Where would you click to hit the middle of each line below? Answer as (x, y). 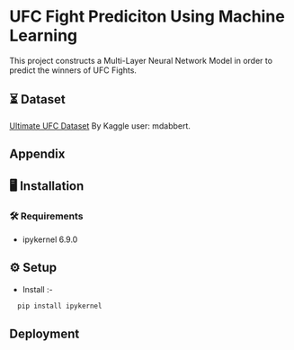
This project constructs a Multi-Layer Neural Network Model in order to (141, 60)
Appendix (37, 154)
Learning (44, 36)
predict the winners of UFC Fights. (73, 70)
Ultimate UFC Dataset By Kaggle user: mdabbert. (100, 126)
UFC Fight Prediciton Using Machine (147, 17)
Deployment (45, 333)
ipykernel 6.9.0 (50, 239)
